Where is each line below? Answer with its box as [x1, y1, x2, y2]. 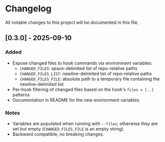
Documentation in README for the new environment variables [12, 97, 140, 103]
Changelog [5, 3, 52, 14]
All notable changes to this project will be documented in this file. [5, 19, 139, 25]
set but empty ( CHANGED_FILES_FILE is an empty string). [12, 126, 125, 132]
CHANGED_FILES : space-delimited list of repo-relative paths [19, 65, 138, 71]
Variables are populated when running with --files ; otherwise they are [12, 120, 158, 127]
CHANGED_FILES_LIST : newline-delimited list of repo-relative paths [19, 71, 152, 76]
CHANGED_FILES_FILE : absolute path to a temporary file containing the [19, 75, 160, 82]
